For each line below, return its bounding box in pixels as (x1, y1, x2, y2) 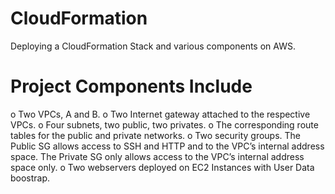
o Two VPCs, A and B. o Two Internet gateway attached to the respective (10, 108, 311, 120)
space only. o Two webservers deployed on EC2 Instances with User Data (10, 161, 315, 173)
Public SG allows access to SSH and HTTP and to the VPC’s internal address (10, 140, 325, 152)
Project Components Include (10, 75, 253, 98)
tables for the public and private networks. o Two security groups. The (10, 129, 302, 141)
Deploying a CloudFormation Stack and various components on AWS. (10, 40, 296, 52)
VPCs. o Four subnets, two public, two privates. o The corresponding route (10, 118, 319, 131)
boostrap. (10, 172, 51, 184)
